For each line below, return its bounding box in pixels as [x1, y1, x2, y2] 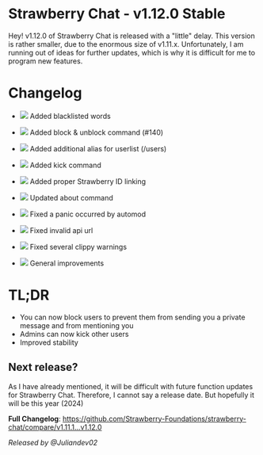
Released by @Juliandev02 [8, 438, 98, 447]
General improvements [29, 258, 105, 268]
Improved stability [19, 338, 79, 347]
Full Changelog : [8, 414, 61, 423]
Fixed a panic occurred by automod [29, 209, 147, 219]
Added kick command [29, 160, 101, 170]
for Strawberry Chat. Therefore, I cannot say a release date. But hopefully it [8, 390, 255, 400]
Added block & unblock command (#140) [29, 128, 164, 137]
